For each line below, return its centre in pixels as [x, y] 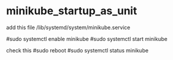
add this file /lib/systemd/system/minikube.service [68, 27]
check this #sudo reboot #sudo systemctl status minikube [78, 50]
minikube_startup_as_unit [72, 11]
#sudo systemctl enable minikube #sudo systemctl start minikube [87, 39]
